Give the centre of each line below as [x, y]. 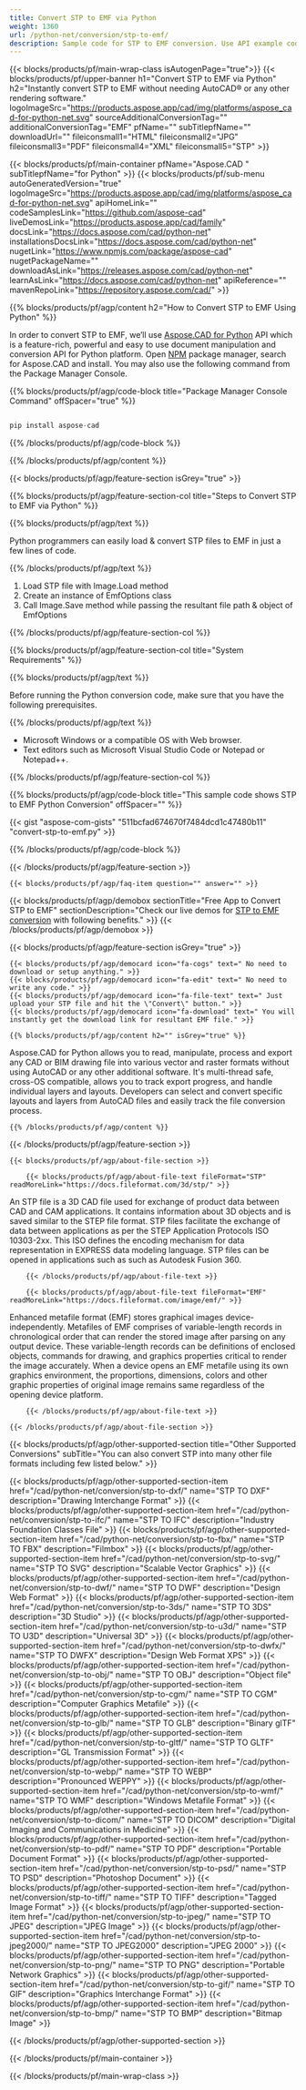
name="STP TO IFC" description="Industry [194, 1520]
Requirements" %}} [46, 660]
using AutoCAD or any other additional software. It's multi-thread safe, [142, 1072]
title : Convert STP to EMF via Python [83, 18]
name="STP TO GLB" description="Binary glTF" [205, 1723]
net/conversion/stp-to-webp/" [66, 1771]
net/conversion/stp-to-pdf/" [62, 1849]
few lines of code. [43, 551]
